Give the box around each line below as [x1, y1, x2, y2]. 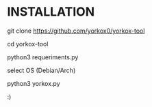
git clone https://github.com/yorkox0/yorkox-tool [7, 27, 145, 35]
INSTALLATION [7, 4, 94, 20]
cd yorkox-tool [7, 40, 49, 48]
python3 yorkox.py [7, 79, 60, 87]
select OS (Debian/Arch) [7, 66, 76, 74]
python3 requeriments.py [7, 52, 79, 61]
